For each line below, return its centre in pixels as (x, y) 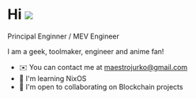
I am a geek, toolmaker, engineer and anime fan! (86, 51)
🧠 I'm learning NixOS (53, 78)
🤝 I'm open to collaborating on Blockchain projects (101, 86)
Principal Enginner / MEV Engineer (64, 36)
